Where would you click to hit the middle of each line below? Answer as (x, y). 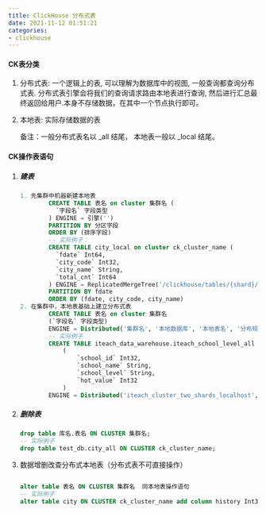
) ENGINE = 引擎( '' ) (81, 218)
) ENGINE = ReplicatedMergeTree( (104, 284)
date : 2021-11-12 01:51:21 (53, 23)
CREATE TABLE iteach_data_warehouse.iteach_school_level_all (152, 343)
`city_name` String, (89, 270)
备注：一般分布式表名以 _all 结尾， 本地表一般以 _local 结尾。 (120, 137)
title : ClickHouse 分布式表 (52, 15)
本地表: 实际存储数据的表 (60, 120)
